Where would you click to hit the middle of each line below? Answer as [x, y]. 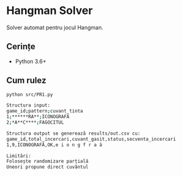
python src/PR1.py [30, 94]
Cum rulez [27, 81]
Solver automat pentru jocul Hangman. [55, 27]
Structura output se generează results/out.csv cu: [73, 133]
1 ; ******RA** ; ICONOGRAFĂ [38, 117]
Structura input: [28, 105]
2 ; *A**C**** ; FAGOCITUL [35, 122]
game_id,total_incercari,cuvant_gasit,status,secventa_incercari [91, 139]
